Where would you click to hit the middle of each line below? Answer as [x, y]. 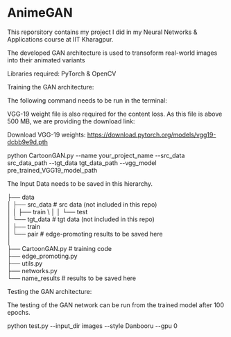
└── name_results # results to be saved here [72, 278]
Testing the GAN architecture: [50, 291]
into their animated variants [46, 60]
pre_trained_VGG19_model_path [52, 170]
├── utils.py [25, 263]
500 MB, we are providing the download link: [71, 121]
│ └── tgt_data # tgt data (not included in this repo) [81, 219]
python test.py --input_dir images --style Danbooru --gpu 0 [93, 326]
